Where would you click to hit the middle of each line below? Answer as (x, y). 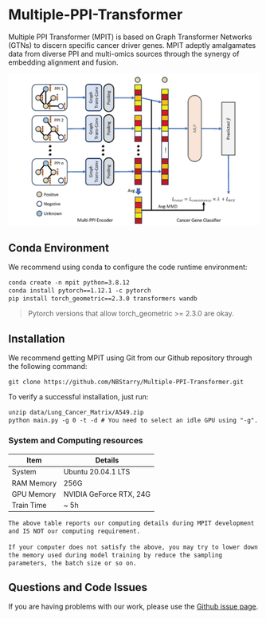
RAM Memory (34, 483)
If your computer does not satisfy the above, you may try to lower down (133, 547)
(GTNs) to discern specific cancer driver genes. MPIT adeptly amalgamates (132, 45)
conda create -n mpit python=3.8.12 (69, 283)
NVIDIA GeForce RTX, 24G (107, 494)
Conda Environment (59, 248)
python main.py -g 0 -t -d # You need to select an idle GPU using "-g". (133, 421)
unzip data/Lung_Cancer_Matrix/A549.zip (76, 413)
